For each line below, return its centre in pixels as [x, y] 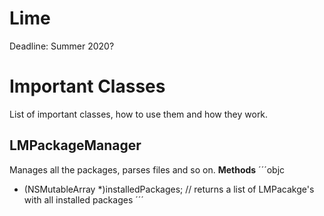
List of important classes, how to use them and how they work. [139, 114]
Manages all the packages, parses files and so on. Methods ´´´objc [147, 169]
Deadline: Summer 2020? [62, 46]
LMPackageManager [75, 145]
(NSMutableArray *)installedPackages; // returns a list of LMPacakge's [169, 189]
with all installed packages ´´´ [83, 199]
